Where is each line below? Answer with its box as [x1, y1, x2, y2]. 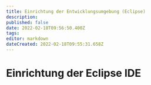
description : [6, 14, 38, 20]
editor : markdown [6, 36, 49, 42]
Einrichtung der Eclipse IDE [6, 67, 142, 80]
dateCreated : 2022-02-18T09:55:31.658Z [6, 42, 104, 47]
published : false [6, 19, 49, 25]
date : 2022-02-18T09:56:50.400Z [6, 25, 85, 31]
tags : [6, 30, 19, 36]
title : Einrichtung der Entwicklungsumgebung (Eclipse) [6, 8, 146, 15]
